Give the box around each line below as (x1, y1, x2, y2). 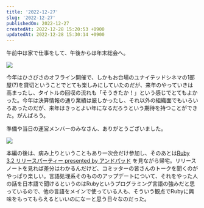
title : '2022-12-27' (6, 9, 59, 15)
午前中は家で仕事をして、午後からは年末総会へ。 (6, 50, 129, 57)
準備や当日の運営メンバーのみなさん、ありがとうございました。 (6, 125, 166, 132)
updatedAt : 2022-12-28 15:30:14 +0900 (6, 32, 105, 38)
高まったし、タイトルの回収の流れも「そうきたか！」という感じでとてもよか (6, 89, 198, 97)
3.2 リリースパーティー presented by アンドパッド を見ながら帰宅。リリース (6, 157, 197, 165)
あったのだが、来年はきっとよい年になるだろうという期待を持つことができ (11, 105, 198, 112)
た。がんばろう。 (6, 112, 49, 119)
